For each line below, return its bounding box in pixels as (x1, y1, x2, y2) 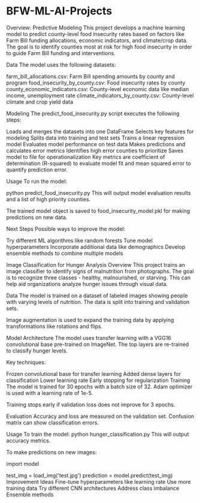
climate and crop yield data (6, 98, 74, 106)
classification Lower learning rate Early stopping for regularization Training (6, 377, 190, 384)
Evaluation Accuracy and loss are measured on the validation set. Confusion (6, 412, 195, 420)
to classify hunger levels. (6, 347, 68, 354)
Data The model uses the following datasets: (6, 61, 116, 68)
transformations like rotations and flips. (6, 323, 103, 330)
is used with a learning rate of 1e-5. (6, 389, 93, 396)
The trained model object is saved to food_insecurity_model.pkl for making (6, 207, 190, 214)
